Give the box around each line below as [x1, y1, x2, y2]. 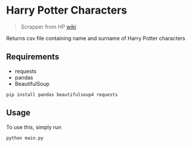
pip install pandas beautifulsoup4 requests [6, 91, 118, 98]
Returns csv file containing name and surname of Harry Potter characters [6, 34, 186, 41]
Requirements [6, 52, 59, 62]
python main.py [6, 135, 44, 141]
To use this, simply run [6, 123, 62, 130]
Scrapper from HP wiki [20, 23, 77, 30]
